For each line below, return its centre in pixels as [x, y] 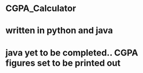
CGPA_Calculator [41, 8]
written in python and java [59, 31]
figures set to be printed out [63, 63]
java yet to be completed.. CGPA [72, 52]
